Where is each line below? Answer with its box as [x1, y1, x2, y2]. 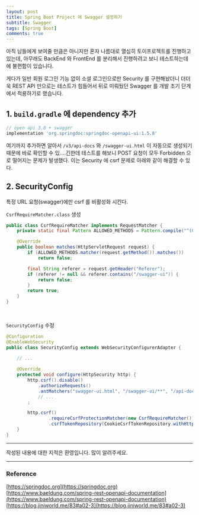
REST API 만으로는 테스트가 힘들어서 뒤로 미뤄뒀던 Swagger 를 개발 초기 [12, 82, 181, 89]
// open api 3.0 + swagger [6, 125, 73, 131]
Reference [6, 469, 37, 478]
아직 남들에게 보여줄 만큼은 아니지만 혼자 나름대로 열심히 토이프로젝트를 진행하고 [6, 48, 191, 55]
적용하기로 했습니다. [17, 90, 63, 97]
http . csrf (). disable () [27, 377, 84, 383]
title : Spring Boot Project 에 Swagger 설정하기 [6, 14, 123, 20]
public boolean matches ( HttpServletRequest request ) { [17, 244, 155, 250]
